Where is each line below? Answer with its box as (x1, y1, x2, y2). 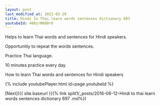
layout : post (5, 7, 32, 12)
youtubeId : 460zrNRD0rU (5, 20, 54, 26)
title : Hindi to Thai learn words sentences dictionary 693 (5, 16, 131, 21)
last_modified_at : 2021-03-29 (5, 12, 67, 17)
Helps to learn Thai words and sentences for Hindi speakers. (5, 34, 127, 40)
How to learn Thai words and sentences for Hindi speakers (5, 71, 124, 78)
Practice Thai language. (5, 53, 53, 59)
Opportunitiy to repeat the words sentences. (5, 43, 94, 49)
